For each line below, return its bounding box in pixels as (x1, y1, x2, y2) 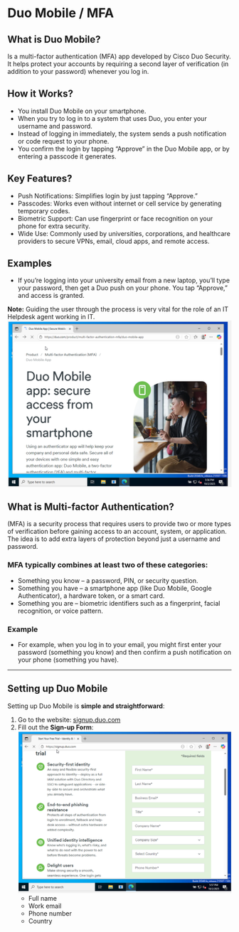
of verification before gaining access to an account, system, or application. (7, 527, 228, 536)
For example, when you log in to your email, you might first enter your (17, 640, 222, 648)
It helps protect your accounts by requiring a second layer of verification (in (7, 60, 229, 68)
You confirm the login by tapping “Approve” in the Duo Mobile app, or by (17, 144, 230, 153)
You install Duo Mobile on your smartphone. (17, 107, 147, 115)
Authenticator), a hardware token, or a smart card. (17, 591, 165, 600)
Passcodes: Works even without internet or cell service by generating (17, 199, 222, 208)
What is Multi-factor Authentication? (7, 500, 174, 513)
